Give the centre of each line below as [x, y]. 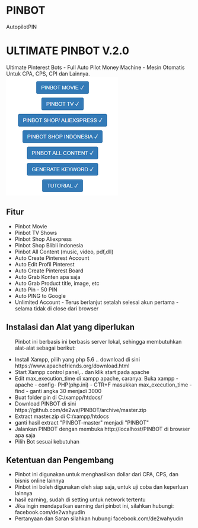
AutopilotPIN [22, 27]
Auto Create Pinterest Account [52, 258]
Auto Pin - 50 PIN [36, 290]
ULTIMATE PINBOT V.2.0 [68, 51]
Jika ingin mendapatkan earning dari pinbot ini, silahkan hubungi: [94, 506]
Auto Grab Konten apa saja [47, 276]
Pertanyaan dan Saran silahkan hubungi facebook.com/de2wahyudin [99, 518]
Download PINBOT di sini [45, 403]
